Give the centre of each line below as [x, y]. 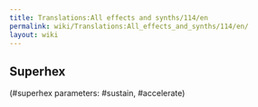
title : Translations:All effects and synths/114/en [109, 18]
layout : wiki [34, 34]
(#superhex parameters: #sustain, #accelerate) [97, 93]
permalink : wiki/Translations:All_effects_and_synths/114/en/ [129, 26]
